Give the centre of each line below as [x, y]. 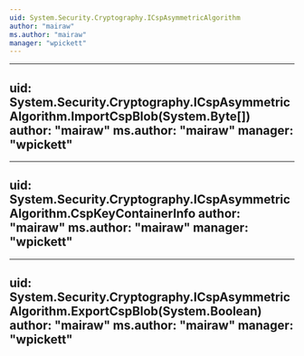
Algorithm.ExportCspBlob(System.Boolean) [136, 311]
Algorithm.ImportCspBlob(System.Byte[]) [130, 116]
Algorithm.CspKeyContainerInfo [103, 214]
